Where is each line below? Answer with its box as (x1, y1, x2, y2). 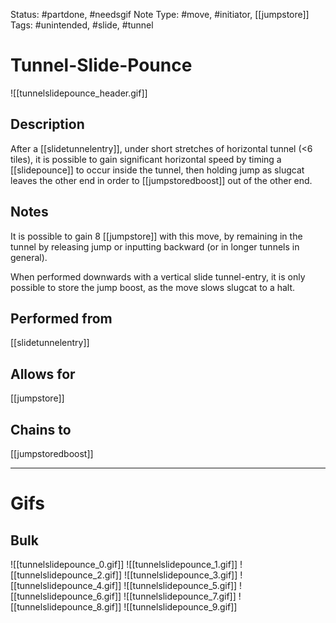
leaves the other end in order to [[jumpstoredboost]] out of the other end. (10, 174, 313, 186)
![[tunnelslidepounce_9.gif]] (123, 601, 238, 613)
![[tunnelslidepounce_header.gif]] (10, 87, 148, 99)
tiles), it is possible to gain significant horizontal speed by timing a (10, 153, 282, 165)
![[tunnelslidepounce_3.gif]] (124, 569, 238, 581)
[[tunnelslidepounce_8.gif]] (10, 601, 122, 613)
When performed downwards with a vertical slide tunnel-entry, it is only (10, 270, 306, 283)
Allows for (10, 365, 76, 383)
